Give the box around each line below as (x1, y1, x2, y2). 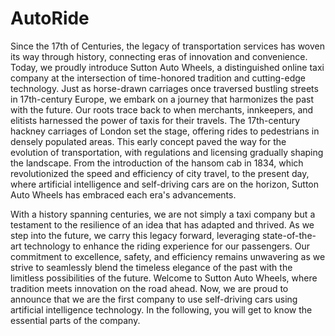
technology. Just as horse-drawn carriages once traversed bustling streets (10, 82, 319, 94)
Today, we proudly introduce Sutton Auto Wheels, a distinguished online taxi (10, 61, 325, 73)
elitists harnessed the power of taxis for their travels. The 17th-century (10, 114, 301, 126)
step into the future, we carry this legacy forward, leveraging (10, 229, 261, 241)
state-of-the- (261, 229, 317, 241)
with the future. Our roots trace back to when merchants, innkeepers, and (10, 103, 314, 116)
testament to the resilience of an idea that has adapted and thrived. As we (10, 218, 315, 231)
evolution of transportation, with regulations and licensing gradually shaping (10, 146, 324, 158)
